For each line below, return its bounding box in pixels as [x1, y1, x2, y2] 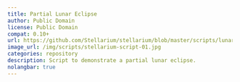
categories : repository [7, 51, 79, 58]
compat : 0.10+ [7, 30, 50, 38]
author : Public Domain [7, 17, 75, 24]
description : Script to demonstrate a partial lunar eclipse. [7, 57, 196, 64]
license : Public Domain [7, 24, 79, 31]
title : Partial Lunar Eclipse [7, 10, 98, 18]
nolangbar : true [7, 63, 56, 71]
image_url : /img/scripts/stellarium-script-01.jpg [7, 43, 161, 51]
